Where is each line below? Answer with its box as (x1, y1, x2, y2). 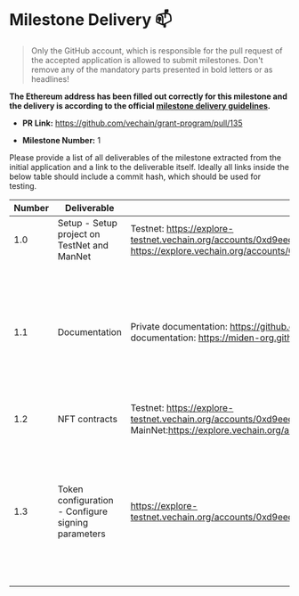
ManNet (57, 249, 92, 262)
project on (57, 227, 101, 240)
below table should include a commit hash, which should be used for (9, 171, 261, 182)
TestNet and (57, 239, 109, 251)
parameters (57, 527, 107, 540)
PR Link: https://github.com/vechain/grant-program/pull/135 (21, 118, 243, 128)
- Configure (57, 505, 109, 518)
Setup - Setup (57, 216, 118, 229)
